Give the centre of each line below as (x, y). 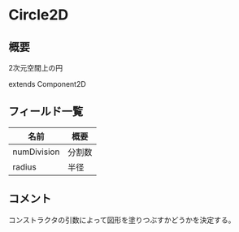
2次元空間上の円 (36, 68)
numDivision (36, 152)
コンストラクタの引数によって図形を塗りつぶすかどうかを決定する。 (122, 220)
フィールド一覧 (46, 112)
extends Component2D (48, 84)
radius (24, 166)
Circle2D (39, 15)
